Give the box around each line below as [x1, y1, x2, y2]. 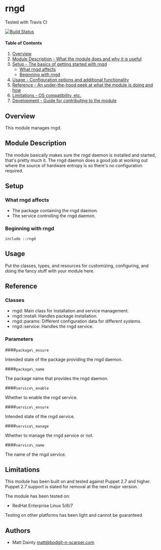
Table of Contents [5, 40, 42, 46]
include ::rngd [5, 236, 36, 241]
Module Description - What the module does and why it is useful [12, 56, 142, 62]
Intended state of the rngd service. [5, 413, 75, 419]
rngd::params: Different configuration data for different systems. [12, 318, 141, 324]
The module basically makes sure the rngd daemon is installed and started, [5, 152, 156, 158]
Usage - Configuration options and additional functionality [12, 77, 129, 83]
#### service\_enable [5, 385, 49, 391]
